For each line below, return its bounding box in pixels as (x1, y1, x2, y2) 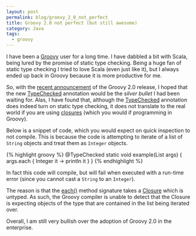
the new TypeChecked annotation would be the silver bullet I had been (6, 90, 180, 97)
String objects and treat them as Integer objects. (6, 140, 128, 146)
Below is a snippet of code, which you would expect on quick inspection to (6, 127, 190, 134)
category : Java (6, 25, 44, 32)
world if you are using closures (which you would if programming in (6, 109, 172, 116)
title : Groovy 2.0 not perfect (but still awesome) (6, 20, 137, 26)
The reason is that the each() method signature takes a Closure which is (6, 187, 183, 194)
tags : (6, 31, 20, 37)
